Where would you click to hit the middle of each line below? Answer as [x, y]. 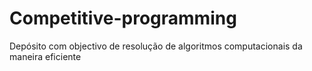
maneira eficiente [45, 56]
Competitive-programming [123, 18]
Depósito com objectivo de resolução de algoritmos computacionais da [156, 46]
